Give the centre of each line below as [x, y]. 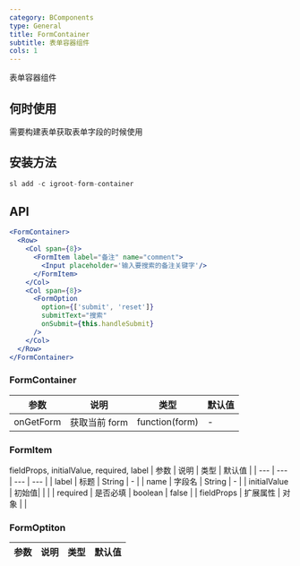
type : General [36, 26]
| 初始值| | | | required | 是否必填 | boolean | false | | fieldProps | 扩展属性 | [145, 493]
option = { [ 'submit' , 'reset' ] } [98, 307]
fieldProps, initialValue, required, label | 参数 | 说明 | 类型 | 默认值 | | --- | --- [149, 470]
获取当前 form [99, 422]
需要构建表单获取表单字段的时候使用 [76, 132]
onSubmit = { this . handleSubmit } [98, 324]
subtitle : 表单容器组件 [49, 43]
